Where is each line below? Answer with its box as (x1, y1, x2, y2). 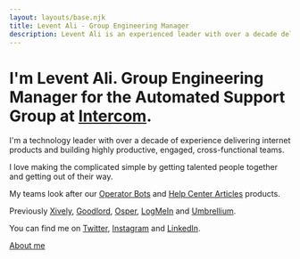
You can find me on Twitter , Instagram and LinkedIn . (9, 223, 201, 234)
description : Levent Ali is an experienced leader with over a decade (9, 29, 278, 38)
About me (9, 240, 46, 251)
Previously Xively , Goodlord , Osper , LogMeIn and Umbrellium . (9, 206, 237, 216)
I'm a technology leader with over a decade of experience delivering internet (9, 135, 291, 146)
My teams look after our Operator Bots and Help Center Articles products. (9, 189, 281, 199)
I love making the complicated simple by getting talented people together (9, 162, 279, 173)
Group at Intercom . (9, 106, 152, 125)
